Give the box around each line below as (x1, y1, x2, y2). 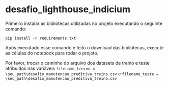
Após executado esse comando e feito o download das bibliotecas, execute (5, 44, 164, 50)
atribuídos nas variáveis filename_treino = (5, 65, 95, 71)
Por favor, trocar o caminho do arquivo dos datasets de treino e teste (5, 60, 150, 66)
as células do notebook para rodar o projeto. (5, 50, 99, 56)
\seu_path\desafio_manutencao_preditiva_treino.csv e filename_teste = (5, 70, 159, 77)
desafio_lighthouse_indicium (5, 4, 131, 15)
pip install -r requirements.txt (5, 36, 76, 41)
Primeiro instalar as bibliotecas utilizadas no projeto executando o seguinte (5, 20, 163, 26)
